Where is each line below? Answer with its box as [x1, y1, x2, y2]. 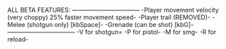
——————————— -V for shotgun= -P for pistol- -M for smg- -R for [7, 28, 216, 36]
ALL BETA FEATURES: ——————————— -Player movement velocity [7, 6, 219, 14]
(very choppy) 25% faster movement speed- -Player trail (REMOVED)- [7, 13, 211, 21]
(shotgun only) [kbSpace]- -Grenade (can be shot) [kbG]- [27, 21, 194, 28]
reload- [7, 35, 29, 43]
